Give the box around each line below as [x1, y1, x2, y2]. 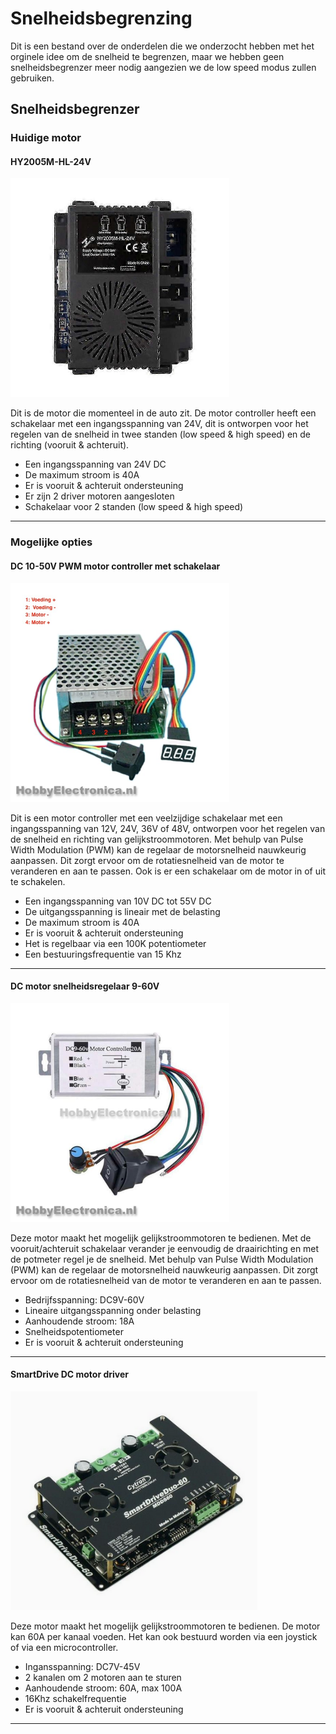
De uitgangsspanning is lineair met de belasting [24, 905, 221, 917]
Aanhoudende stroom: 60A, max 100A [24, 1682, 183, 1694]
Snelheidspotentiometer [24, 1325, 124, 1337]
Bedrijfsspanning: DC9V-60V [24, 1293, 145, 1306]
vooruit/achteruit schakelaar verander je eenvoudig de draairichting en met [10, 1242, 320, 1254]
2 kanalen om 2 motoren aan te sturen [24, 1671, 182, 1683]
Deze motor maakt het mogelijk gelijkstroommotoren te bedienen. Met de [10, 1232, 312, 1244]
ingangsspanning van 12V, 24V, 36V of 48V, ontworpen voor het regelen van [10, 822, 326, 834]
